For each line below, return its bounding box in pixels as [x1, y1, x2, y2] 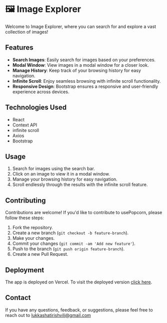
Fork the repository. [12, 225, 53, 231]
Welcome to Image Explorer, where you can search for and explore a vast [5, 23, 156, 30]
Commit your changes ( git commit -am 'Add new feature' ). [12, 241, 136, 247]
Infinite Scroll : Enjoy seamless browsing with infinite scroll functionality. [12, 78, 161, 84]
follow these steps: [5, 215, 44, 221]
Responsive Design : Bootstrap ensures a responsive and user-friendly [12, 83, 158, 89]
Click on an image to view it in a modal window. [12, 171, 110, 177]
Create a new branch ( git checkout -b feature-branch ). [12, 230, 129, 236]
